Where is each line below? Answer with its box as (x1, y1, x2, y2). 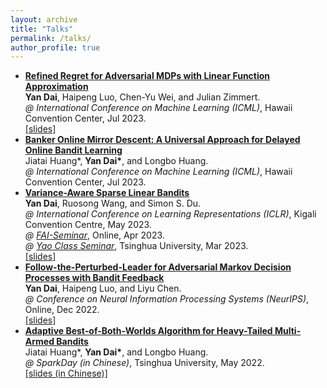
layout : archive (10, 14, 78, 25)
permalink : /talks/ (10, 33, 92, 43)
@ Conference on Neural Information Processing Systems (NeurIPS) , (24, 293, 310, 305)
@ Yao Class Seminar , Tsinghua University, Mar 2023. (24, 240, 249, 252)
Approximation (24, 81, 89, 93)
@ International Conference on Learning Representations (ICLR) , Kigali (24, 208, 317, 220)
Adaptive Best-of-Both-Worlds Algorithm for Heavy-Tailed (24, 325, 273, 337)
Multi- (274, 325, 302, 337)
